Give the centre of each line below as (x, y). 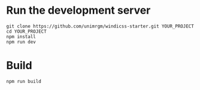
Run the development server (78, 10)
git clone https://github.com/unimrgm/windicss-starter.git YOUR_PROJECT (100, 26)
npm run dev (21, 42)
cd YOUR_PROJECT (26, 31)
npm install (21, 36)
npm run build (24, 81)
